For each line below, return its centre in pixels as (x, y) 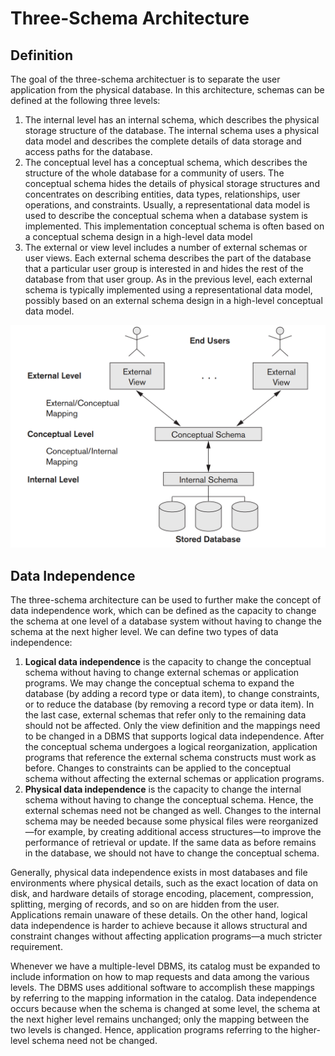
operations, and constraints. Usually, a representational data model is (167, 205)
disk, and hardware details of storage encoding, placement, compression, (162, 894)
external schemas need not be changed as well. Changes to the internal (173, 811)
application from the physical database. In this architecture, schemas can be (167, 90)
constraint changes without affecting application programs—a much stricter (166, 936)
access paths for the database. (88, 151)
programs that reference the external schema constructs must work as (170, 758)
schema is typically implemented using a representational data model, (168, 290)
